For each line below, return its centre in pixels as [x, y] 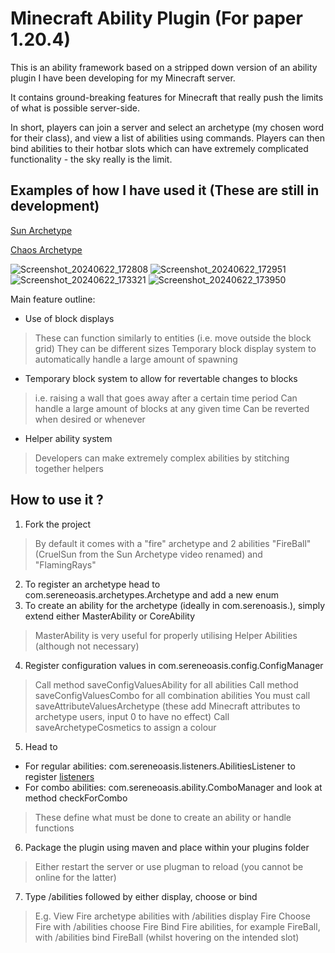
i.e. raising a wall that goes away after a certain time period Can [166, 398]
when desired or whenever [90, 419]
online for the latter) [75, 877]
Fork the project [58, 524]
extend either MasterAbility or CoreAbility [110, 616]
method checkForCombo [76, 798]
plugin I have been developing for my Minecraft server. [123, 78]
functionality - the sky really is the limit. [91, 159]
